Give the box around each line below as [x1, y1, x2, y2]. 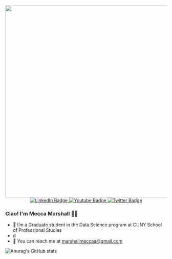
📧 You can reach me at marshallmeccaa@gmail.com [12, 238, 123, 244]
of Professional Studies [12, 227, 62, 233]
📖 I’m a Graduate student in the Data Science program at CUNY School [12, 222, 162, 228]
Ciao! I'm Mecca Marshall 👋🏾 [5, 210, 78, 217]
